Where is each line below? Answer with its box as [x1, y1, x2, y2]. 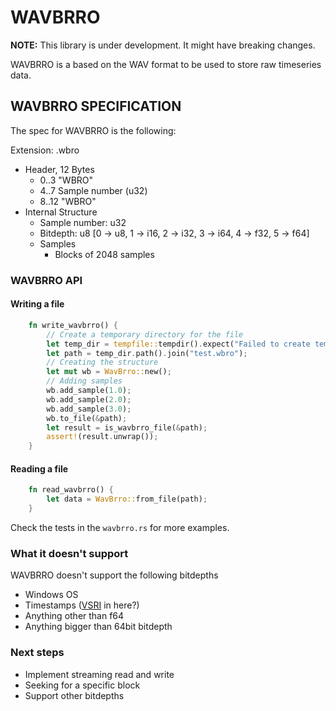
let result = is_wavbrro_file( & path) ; [46, 422, 208, 433]
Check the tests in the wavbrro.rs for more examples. [10, 521, 230, 533]
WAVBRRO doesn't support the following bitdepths [10, 569, 219, 581]
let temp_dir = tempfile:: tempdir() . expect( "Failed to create [46, 339, 311, 349]
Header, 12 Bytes [24, 163, 95, 175]
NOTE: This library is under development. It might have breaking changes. [10, 39, 316, 51]
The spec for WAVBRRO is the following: [10, 124, 177, 136]
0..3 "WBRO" [39, 174, 94, 186]
